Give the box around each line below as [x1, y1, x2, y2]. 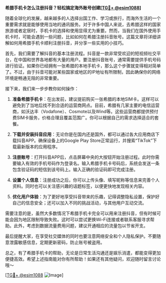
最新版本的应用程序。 [16, 144, 60, 150]
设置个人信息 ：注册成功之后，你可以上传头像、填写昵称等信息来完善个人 [12, 177, 160, 183]
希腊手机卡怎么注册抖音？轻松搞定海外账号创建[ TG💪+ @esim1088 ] [5, 5, 142, 10]
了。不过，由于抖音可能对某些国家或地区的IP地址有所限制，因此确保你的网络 [5, 69, 161, 75]
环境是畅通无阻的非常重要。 [5, 75, 62, 81]
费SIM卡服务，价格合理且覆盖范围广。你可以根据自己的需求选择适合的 [12, 115, 155, 121]
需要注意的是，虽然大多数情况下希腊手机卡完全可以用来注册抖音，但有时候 [5, 210, 157, 216]
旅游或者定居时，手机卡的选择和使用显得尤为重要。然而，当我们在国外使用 [5, 28, 157, 34]
